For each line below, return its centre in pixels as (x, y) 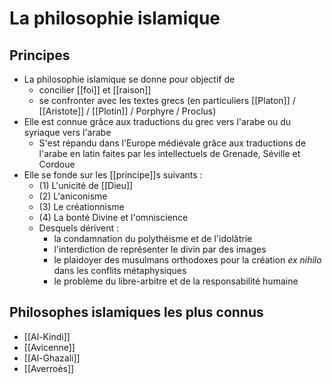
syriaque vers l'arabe (67, 132)
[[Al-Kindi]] (47, 336)
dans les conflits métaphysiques (120, 270)
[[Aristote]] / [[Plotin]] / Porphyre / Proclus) (127, 111)
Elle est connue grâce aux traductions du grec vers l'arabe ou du (157, 121)
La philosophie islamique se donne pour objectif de (129, 79)
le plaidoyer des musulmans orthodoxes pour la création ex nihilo (187, 260)
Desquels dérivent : (79, 228)
